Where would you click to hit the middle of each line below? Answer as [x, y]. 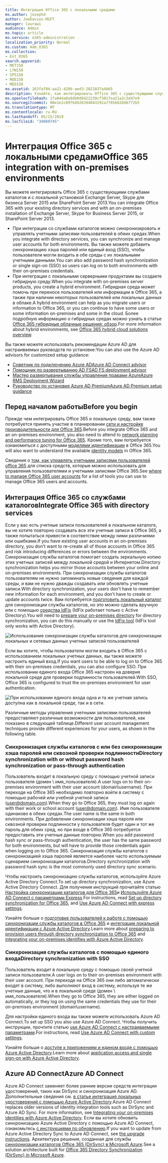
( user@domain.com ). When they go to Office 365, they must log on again [80, 803]
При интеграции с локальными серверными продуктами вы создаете [87, 276]
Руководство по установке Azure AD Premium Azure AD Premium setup [87, 386]
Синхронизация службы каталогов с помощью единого [77, 952]
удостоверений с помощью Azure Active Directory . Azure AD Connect [78, 1101]
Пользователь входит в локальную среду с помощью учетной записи [80, 776]
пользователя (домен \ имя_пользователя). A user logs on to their [74, 782]
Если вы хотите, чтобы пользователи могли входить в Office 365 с [76, 651]
